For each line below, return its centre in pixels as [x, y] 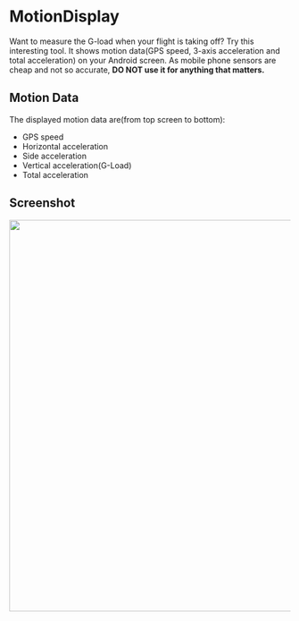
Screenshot [42, 203]
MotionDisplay [65, 17]
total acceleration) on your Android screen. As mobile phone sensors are [143, 60]
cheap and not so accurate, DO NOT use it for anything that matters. [137, 70]
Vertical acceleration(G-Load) [77, 165]
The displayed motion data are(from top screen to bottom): [117, 119]
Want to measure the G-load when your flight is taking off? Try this [132, 41]
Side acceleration [54, 156]
